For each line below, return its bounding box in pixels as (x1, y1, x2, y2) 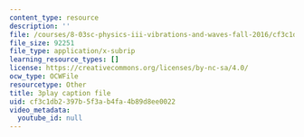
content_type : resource (9, 13, 100, 23)
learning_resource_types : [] (9, 55, 119, 64)
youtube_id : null (17, 114, 83, 123)
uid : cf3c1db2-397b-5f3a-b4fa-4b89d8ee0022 (9, 96, 176, 106)
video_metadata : (9, 105, 71, 114)
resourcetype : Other (9, 80, 88, 89)
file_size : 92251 (9, 38, 75, 48)
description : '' (9, 22, 71, 31)
